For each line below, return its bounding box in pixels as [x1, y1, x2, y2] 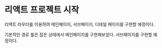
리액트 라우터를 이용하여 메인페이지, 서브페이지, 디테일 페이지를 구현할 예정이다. [4, 21, 155, 27]
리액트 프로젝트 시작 [4, 4, 80, 16]
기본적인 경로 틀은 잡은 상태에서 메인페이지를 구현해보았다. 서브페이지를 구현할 [4, 32, 152, 37]
